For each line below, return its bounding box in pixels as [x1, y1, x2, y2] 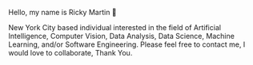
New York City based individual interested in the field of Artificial [8, 23, 222, 32]
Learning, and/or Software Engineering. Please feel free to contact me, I [8, 40, 246, 49]
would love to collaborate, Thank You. [8, 48, 133, 57]
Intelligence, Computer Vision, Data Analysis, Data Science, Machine [8, 32, 235, 40]
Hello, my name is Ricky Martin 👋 [8, 8, 118, 17]
